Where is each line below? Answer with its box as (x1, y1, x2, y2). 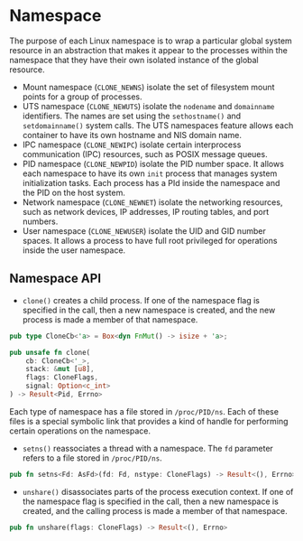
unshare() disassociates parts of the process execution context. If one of (22, 486, 294, 497)
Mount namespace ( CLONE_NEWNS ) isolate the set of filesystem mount (22, 81, 275, 92)
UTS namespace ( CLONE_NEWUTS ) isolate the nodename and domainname (22, 100, 275, 111)
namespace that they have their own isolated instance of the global (9, 54, 259, 65)
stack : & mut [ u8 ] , (25, 365, 95, 374)
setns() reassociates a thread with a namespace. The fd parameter (22, 443, 273, 453)
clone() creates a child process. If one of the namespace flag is (22, 294, 260, 305)
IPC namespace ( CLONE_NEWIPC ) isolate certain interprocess (22, 139, 242, 150)
